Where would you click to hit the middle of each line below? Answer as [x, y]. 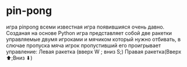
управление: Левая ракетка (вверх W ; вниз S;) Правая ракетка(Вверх [94, 51]
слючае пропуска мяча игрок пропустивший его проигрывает [84, 45]
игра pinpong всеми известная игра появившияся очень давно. [85, 27]
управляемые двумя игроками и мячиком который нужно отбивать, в [93, 39]
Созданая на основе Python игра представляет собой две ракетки [89, 33]
